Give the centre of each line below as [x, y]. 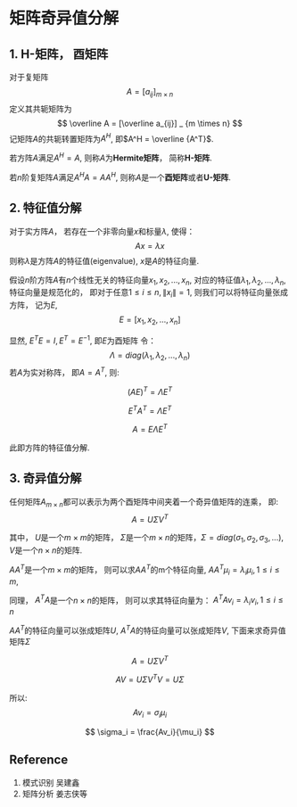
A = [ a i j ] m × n [150, 93]
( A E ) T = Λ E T [150, 391]
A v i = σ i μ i [150, 713]
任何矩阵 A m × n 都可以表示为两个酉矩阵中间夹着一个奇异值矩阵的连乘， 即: [144, 502]
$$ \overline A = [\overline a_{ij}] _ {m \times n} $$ [150, 123]
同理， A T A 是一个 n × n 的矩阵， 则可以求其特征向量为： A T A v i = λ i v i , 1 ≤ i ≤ [146, 600]
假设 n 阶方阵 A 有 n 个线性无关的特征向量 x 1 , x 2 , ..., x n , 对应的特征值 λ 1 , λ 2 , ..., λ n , [148, 280]
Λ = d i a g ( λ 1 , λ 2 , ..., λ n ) [150, 356]
